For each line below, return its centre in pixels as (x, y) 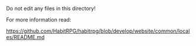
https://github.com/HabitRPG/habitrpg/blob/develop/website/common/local (98, 31)
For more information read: (39, 20)
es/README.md (25, 37)
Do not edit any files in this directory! (51, 8)
